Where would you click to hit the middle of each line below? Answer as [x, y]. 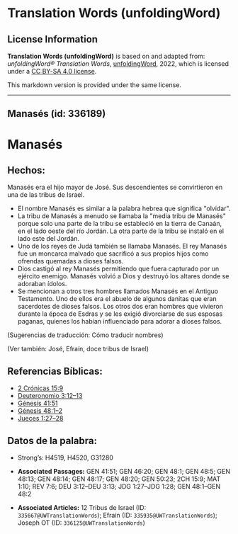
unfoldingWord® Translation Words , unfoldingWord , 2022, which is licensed [118, 64]
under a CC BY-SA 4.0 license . [52, 71]
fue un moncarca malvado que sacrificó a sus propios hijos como [113, 254]
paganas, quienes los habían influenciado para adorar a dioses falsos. [120, 322]
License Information [52, 39]
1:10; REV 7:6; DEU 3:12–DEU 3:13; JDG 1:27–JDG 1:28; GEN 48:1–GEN [119, 487]
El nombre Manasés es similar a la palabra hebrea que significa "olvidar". [124, 209]
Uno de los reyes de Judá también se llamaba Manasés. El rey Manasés [122, 246]
